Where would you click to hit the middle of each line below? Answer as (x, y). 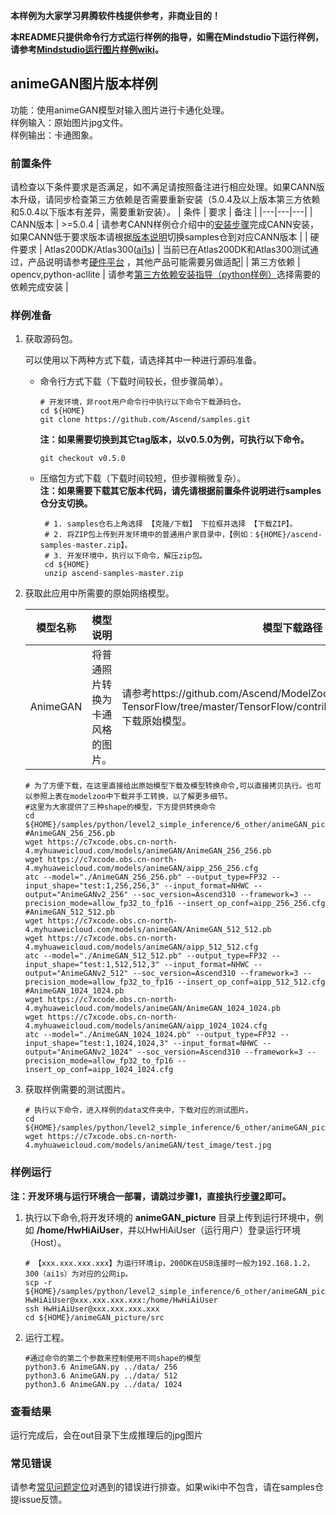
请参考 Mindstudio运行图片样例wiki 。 (87, 49)
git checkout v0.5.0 (82, 459)
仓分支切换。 (66, 503)
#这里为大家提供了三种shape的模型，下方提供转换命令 (120, 807)
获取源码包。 (51, 339)
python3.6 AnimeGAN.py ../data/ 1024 (103, 1384)
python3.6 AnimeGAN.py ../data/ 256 (101, 1367)
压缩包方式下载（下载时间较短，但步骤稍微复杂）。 (143, 478)
